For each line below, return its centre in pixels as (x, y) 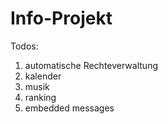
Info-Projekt (61, 18)
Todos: (24, 46)
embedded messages (69, 108)
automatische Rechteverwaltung (91, 65)
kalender (43, 76)
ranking (40, 97)
